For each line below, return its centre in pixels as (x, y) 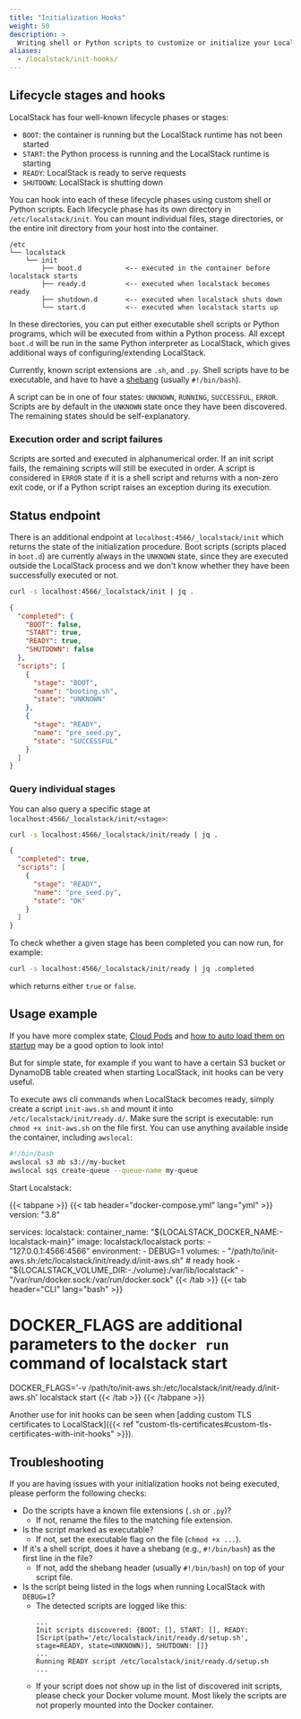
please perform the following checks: (78, 1493)
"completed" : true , (54, 859)
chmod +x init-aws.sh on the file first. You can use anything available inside (149, 1127)
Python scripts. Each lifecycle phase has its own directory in (120, 209)
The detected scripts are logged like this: (111, 1606)
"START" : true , (54, 633)
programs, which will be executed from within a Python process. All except (147, 334)
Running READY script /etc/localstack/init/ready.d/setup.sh (152, 1662)
